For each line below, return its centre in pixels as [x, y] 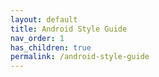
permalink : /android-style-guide [80, 57]
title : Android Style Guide [69, 29]
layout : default [44, 19]
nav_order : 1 [37, 38]
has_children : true [51, 47]
